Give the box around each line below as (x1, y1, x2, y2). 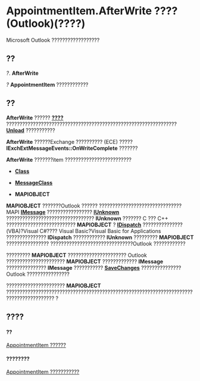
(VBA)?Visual (6, 227, 39, 234)
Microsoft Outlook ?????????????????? (6, 36, 100, 43)
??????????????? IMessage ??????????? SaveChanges (6, 264, 140, 271)
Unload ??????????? (6, 127, 55, 134)
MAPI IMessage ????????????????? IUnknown (6, 208, 120, 215)
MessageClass (14, 179, 53, 186)
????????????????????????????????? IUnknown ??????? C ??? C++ (6, 215, 168, 222)
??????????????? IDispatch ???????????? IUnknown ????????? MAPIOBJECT (6, 234, 194, 241)
